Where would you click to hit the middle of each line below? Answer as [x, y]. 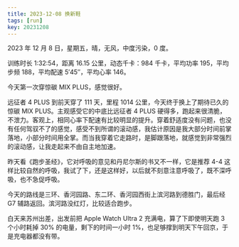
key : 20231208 [28, 27]
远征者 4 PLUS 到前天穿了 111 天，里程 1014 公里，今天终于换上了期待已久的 [118, 102]
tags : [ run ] [25, 21]
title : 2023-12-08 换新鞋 [44, 14]
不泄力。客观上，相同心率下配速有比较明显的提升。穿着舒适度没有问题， [113, 120]
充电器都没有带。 [38, 236]
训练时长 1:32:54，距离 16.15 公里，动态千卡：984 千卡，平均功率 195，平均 [118, 63]
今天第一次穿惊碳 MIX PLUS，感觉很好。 [67, 87]
